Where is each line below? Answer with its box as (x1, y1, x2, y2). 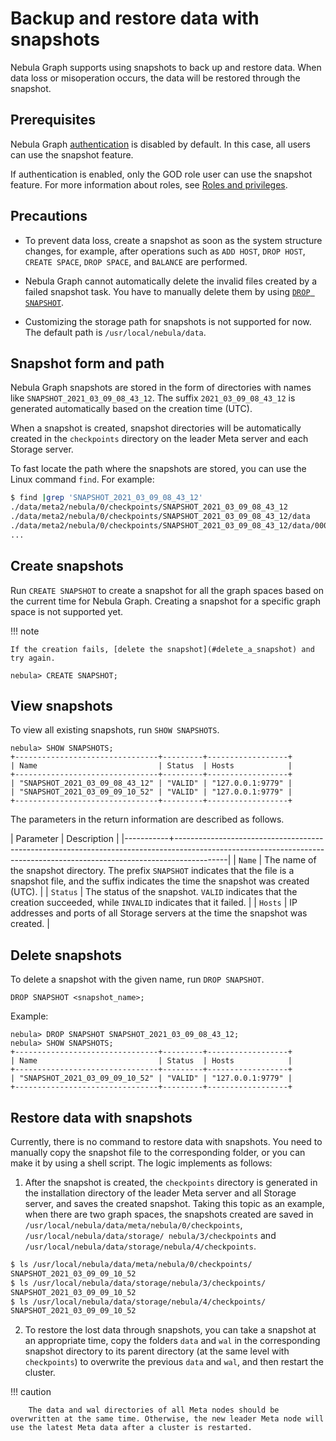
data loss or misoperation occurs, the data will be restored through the (10, 72, 301, 84)
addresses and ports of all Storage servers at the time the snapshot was (10, 907, 308, 919)
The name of (264, 854, 317, 866)
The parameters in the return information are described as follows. (10, 813, 285, 826)
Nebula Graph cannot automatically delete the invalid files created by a (24, 275, 318, 287)
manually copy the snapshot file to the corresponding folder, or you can (10, 1147, 306, 1158)
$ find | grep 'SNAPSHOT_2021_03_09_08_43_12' (10, 493, 203, 503)
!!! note (10, 625, 40, 637)
